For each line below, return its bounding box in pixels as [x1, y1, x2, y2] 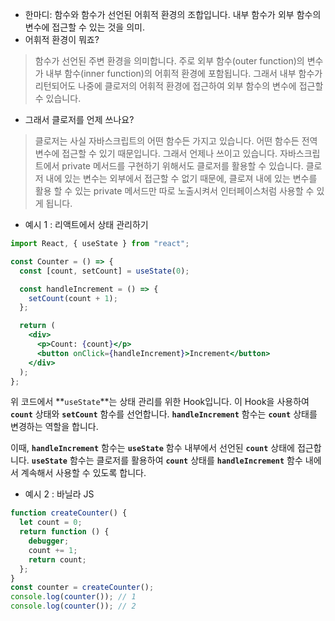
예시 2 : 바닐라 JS [24, 488, 95, 500]
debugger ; [28, 536, 70, 546]
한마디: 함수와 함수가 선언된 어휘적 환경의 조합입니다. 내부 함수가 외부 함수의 [24, 9, 322, 20]
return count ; [28, 554, 87, 565]
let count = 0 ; [19, 518, 83, 528]
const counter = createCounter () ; [10, 583, 155, 593]
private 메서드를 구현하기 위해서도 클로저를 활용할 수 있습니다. [61, 160, 304, 172]
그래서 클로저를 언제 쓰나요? [24, 114, 135, 125]
